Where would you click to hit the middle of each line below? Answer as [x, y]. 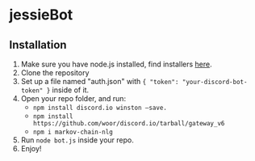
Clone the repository [55, 73]
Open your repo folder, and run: [73, 98]
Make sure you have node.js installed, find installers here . [116, 64]
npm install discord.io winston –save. [100, 108]
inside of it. [71, 90]
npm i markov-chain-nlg [73, 132]
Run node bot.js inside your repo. [77, 140]
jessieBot [41, 15]
